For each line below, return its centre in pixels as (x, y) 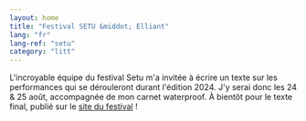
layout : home (34, 18)
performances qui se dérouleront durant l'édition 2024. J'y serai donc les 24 (153, 87)
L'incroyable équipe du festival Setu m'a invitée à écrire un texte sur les (144, 77)
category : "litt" (42, 52)
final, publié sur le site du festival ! (74, 106)
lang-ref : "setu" (42, 43)
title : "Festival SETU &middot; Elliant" (90, 26)
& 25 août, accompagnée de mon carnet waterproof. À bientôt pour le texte (151, 97)
